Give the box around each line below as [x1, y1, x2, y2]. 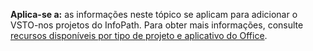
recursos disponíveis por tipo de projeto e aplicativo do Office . [10, 30, 268, 41]
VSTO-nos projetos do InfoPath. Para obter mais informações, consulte [10, 19, 304, 31]
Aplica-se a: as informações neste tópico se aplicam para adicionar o [10, 9, 298, 20]
